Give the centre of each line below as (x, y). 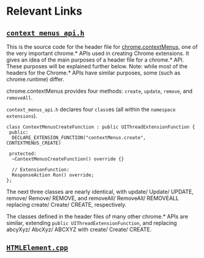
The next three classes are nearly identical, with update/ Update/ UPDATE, (100, 192)
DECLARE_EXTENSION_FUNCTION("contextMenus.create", (79, 138)
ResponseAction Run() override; (53, 175)
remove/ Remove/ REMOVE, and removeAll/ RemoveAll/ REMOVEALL (93, 198)
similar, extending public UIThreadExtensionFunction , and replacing (92, 223)
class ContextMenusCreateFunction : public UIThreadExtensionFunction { (101, 127)
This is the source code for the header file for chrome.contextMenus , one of (102, 47)
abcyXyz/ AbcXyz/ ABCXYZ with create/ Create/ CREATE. (79, 229)
